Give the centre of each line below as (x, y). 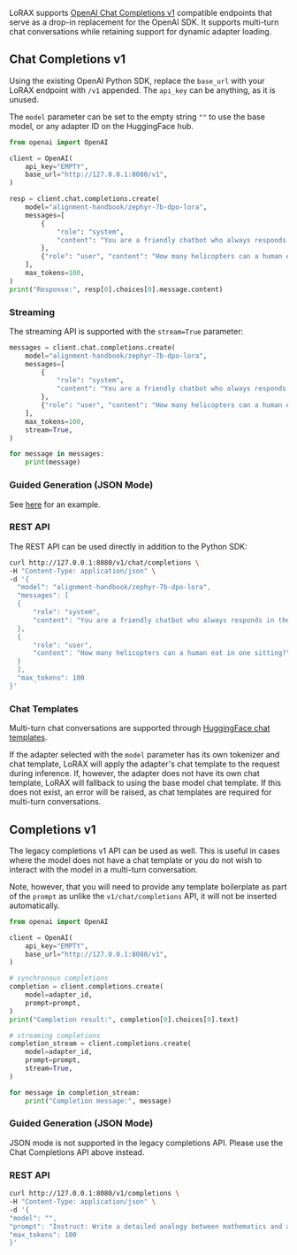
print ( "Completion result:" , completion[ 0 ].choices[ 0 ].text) (124, 1020)
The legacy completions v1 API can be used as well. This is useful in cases (145, 851)
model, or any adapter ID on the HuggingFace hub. (102, 126)
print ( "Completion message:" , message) (99, 1101)
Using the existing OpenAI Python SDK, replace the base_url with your (137, 81)
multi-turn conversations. (55, 802)
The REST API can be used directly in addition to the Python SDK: (128, 546)
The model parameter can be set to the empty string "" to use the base (137, 116)
